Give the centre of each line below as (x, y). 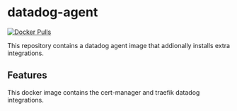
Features (27, 75)
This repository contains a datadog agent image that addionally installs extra (119, 45)
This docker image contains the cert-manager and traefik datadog (104, 92)
